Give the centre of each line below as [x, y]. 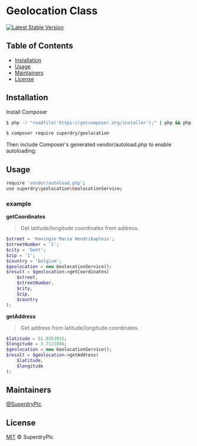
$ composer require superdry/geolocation [58, 133]
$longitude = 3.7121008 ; [37, 344]
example [19, 203]
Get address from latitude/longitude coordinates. [80, 328]
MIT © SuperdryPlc [30, 437]
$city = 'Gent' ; [26, 250]
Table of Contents [40, 46]
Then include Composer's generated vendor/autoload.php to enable [89, 145]
